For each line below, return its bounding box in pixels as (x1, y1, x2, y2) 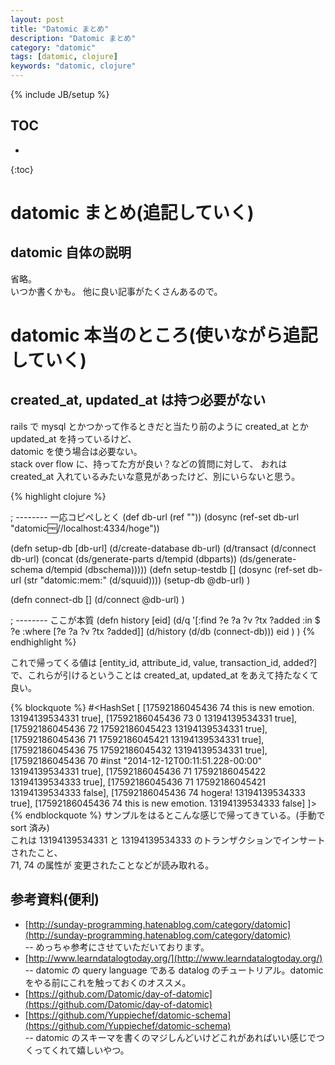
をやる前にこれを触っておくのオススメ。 (24, 976, 192, 988)
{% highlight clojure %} (10, 490, 107, 502)
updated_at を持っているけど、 (10, 432, 137, 445)
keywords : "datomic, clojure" (10, 61, 137, 71)
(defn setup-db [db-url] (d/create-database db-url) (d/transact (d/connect (10, 542, 317, 554)
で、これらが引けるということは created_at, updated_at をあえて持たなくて (10, 669, 319, 681)
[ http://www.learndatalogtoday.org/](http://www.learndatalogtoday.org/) (24, 952, 323, 964)
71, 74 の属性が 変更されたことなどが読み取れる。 (10, 859, 215, 871)
